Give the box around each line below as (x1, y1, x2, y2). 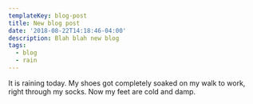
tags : (8, 42, 26, 50)
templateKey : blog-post (8, 11, 88, 20)
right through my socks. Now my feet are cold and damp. (8, 86, 196, 96)
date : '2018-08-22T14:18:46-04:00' (8, 26, 127, 34)
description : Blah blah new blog (8, 34, 120, 42)
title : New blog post (8, 19, 81, 27)
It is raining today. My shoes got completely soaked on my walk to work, (8, 78, 246, 88)
